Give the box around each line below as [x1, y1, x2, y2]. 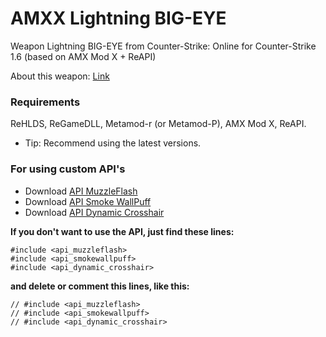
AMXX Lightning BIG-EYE [10, 7, 227, 30]
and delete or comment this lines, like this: [10, 280, 190, 292]
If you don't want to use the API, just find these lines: [10, 225, 235, 237]
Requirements [10, 95, 81, 109]
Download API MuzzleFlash [24, 185, 138, 197]
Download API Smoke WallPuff [24, 195, 152, 207]
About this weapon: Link [10, 70, 110, 82]
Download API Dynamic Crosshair [24, 206, 165, 218]
